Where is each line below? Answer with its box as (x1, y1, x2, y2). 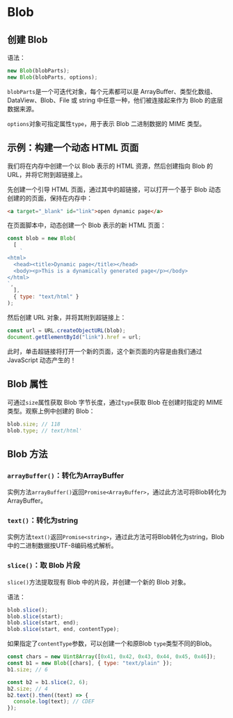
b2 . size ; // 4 (7, 685, 49, 692)
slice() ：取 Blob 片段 (7, 561, 81, 570)
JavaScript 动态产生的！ (7, 356, 77, 364)
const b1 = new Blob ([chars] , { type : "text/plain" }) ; (7, 660, 172, 667)
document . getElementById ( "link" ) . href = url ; (7, 334, 141, 341)
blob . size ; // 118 (7, 421, 61, 428)
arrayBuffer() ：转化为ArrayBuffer (7, 471, 124, 481)
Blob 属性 (7, 378, 48, 390)
